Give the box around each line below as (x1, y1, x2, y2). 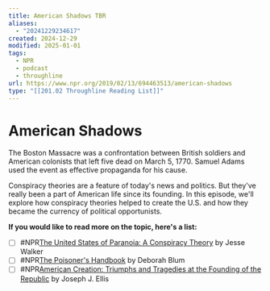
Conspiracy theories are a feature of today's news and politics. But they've (8, 181, 256, 190)
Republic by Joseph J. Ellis (19, 273, 110, 283)
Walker (19, 247, 44, 256)
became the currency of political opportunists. (8, 206, 163, 216)
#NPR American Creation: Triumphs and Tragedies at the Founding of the (19, 264, 262, 274)
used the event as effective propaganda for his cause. (8, 165, 188, 175)
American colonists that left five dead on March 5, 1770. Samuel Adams (8, 156, 245, 166)
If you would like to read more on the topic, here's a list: (8, 222, 197, 232)
